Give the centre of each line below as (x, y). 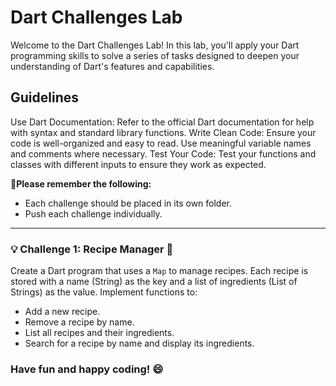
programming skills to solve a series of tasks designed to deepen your (155, 55)
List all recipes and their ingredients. (99, 333)
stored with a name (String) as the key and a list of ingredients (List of (154, 282)
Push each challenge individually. (93, 213)
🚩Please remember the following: (81, 183)
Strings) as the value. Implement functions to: (104, 292)
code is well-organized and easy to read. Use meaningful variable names (161, 143)
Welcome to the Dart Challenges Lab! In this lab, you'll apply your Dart (155, 45)
